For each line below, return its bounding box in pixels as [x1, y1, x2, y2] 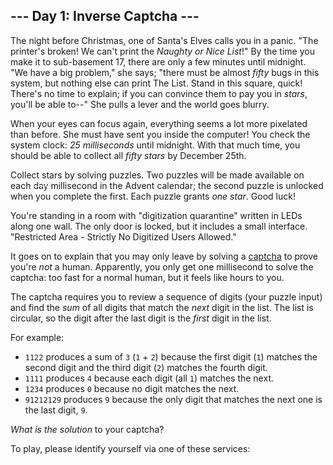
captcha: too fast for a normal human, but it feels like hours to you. [10, 271, 285, 283]
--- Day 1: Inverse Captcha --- [10, 8, 200, 25]
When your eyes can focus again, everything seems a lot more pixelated [10, 117, 308, 129]
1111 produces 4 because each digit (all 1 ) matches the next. [24, 372, 274, 384]
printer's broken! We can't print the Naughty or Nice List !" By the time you [10, 45, 315, 57]
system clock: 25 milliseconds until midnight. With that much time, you [10, 139, 301, 151]
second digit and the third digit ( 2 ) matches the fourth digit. [24, 361, 268, 373]
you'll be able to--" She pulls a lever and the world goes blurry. [10, 98, 270, 110]
